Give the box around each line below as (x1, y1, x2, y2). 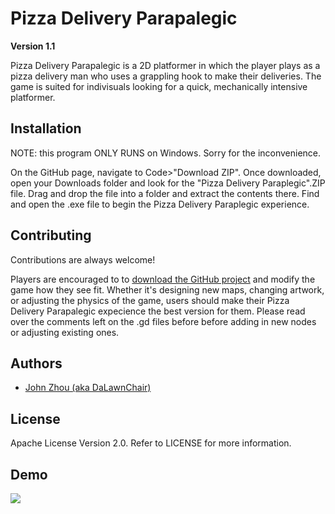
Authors (10, 355, 63, 372)
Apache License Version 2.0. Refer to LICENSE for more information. (10, 437, 292, 449)
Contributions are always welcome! (10, 253, 156, 266)
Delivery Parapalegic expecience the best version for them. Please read (10, 305, 306, 317)
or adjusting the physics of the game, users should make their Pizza (10, 294, 290, 306)
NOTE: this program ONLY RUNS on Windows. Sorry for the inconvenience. (10, 147, 322, 159)
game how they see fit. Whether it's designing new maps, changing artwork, (10, 283, 325, 296)
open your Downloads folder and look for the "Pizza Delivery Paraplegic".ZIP (10, 177, 326, 189)
